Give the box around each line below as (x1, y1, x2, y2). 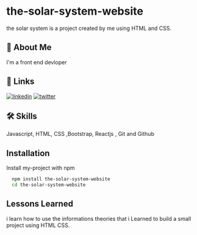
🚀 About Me (6, 42, 52, 53)
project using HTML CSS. (6, 222, 70, 229)
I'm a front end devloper (6, 58, 67, 65)
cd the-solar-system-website (12, 182, 86, 188)
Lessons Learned (6, 199, 73, 209)
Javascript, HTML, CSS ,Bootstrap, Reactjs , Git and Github (6, 130, 154, 138)
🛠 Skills (6, 111, 38, 121)
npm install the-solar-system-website (12, 176, 111, 182)
